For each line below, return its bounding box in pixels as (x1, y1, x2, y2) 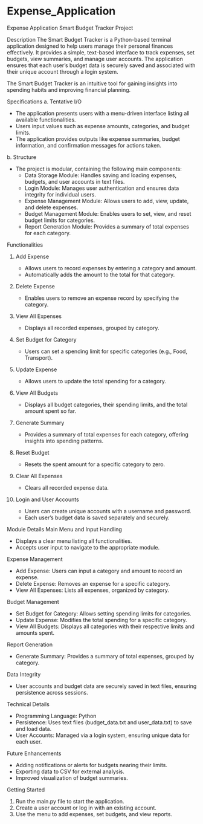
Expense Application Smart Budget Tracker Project (7, 24, 134, 31)
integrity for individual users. (24, 190, 96, 198)
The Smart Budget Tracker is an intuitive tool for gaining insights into (7, 80, 178, 87)
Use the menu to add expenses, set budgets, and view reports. (15, 810, 173, 817)
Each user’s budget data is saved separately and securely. (24, 514, 170, 521)
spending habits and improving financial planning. (7, 86, 131, 93)
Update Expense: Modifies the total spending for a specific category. (15, 616, 187, 623)
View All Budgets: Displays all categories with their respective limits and (15, 623, 195, 630)
